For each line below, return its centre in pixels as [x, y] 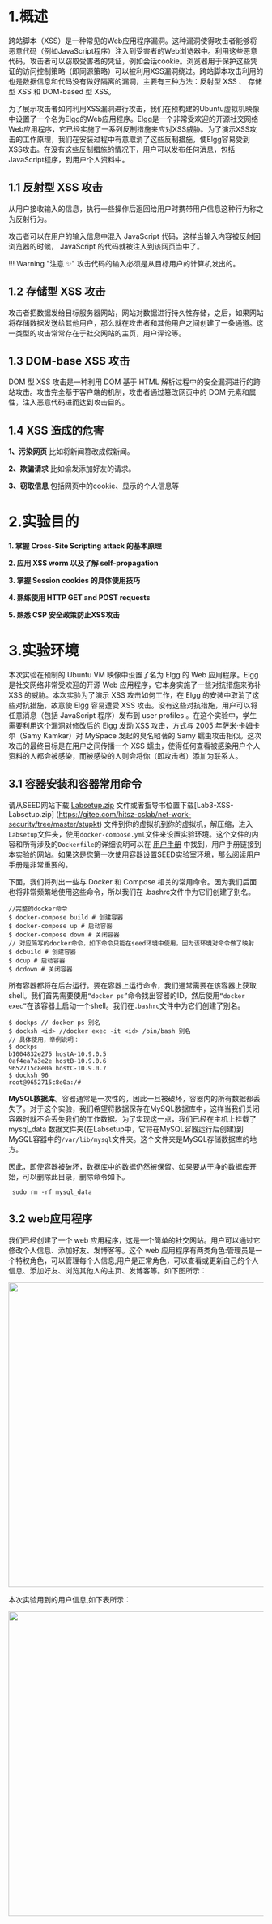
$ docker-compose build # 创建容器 [66, 917]
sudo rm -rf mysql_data [52, 1192]
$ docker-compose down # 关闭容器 [64, 935]
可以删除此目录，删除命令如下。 [76, 1176]
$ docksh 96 [28, 1075]
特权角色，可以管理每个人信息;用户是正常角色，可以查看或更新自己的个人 [137, 1260]
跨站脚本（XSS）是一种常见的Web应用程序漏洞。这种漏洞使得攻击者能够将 [133, 41]
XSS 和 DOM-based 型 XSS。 [66, 91]
